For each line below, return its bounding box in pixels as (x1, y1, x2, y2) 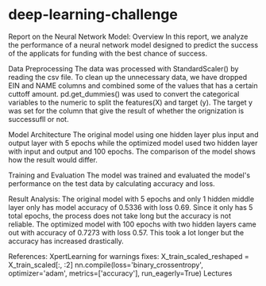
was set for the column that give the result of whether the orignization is (8, 105, 245, 116)
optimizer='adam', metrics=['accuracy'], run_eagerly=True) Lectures (8, 268, 233, 278)
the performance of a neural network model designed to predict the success (8, 40, 259, 49)
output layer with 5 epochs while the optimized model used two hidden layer (8, 138, 258, 147)
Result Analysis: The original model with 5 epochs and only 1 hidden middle (8, 194, 255, 204)
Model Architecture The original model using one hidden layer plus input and (8, 129, 259, 139)
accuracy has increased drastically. (8, 236, 125, 246)
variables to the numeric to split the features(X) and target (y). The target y (8, 97, 253, 107)
